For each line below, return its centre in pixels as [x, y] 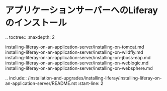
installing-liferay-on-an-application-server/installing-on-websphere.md [79, 68]
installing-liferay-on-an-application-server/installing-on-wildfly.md [74, 52]
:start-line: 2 [91, 83]
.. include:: [16, 78]
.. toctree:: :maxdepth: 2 [30, 37]
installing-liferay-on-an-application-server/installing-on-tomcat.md [75, 47]
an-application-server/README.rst [41, 83]
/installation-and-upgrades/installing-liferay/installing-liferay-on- [95, 78]
